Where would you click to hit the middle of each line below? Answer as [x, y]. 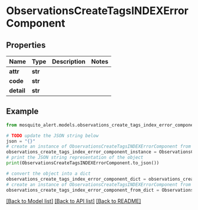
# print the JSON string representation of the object [75, 158]
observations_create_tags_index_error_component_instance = [82, 152]
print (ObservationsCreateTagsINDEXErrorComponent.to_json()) [83, 163]
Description [69, 61]
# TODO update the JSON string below [52, 136]
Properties [26, 45]
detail [17, 91]
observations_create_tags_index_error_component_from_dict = [83, 190]
